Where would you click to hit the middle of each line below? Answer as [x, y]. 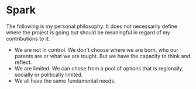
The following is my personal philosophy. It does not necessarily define [92, 26]
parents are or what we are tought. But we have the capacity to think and [102, 56]
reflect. [23, 62]
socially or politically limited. [49, 74]
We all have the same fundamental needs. [65, 81]
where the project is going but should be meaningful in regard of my [88, 32]
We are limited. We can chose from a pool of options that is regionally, [99, 68]
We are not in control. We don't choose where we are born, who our [96, 49]
